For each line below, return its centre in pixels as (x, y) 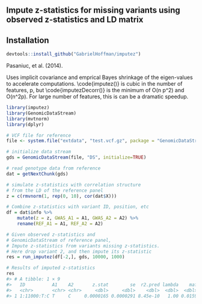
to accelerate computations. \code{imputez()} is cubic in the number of (94, 84)
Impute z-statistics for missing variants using (93, 11)
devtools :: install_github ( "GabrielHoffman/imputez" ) (74, 54)
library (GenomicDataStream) (41, 113)
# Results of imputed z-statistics (51, 268)
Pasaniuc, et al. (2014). (35, 66)
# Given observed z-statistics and (51, 235)
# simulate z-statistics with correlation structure (74, 185)
